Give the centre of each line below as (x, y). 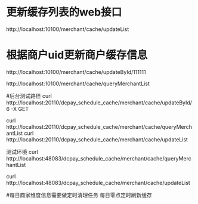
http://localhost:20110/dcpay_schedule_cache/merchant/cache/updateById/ (99, 103)
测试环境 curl (22, 152)
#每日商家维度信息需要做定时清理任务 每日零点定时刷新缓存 (79, 195)
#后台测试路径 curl (29, 95)
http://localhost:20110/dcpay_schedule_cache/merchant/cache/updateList (97, 139)
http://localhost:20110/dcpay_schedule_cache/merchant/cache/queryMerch (99, 126)
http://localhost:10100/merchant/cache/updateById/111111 (76, 72)
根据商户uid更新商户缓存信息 (77, 55)
